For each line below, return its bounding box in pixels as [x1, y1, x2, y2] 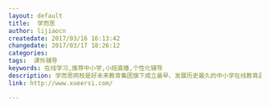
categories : [8, 49, 48, 57]
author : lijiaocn [8, 27, 67, 35]
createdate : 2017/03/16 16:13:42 [8, 34, 121, 43]
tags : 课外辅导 [8, 57, 58, 65]
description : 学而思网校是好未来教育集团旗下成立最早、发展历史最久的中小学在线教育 [8, 72, 259, 80]
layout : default [8, 11, 63, 20]
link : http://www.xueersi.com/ [8, 79, 113, 87]
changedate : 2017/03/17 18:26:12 [8, 42, 121, 50]
